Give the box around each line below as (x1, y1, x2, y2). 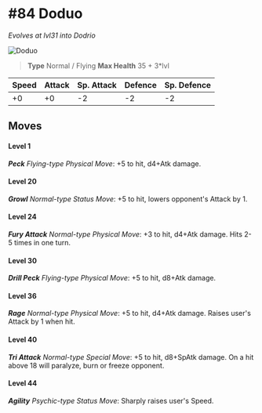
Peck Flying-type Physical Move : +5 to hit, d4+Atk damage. (8, 158, 202, 168)
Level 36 (8, 291, 37, 300)
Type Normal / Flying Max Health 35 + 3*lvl (27, 60, 170, 71)
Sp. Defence (164, 79, 212, 90)
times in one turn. (14, 237, 71, 247)
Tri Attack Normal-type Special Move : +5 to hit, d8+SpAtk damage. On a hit (8, 352, 254, 361)
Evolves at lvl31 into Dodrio (8, 31, 96, 40)
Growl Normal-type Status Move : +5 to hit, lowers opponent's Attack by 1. (8, 194, 248, 204)
